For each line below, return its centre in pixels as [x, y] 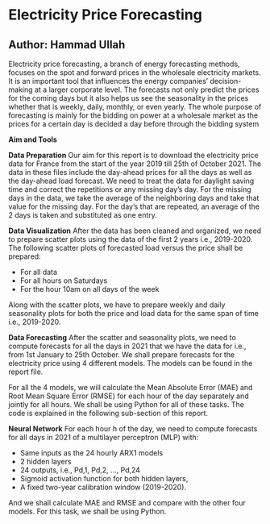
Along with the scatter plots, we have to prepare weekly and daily [117, 305]
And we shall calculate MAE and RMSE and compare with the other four [127, 503]
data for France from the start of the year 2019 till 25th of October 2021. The [135, 164]
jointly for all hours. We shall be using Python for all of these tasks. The [126, 404]
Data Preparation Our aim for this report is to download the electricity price [134, 155]
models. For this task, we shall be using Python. [87, 511]
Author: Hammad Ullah [67, 45]
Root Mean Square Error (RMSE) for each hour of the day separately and [129, 396]
